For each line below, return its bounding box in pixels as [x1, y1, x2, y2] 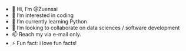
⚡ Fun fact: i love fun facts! [11, 40, 77, 46]
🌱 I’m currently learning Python [11, 18, 87, 25]
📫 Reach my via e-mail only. [11, 31, 81, 38]
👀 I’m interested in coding [11, 12, 74, 19]
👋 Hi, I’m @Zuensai [11, 6, 58, 12]
